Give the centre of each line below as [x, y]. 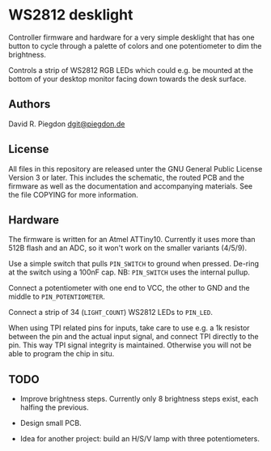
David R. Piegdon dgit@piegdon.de [67, 124]
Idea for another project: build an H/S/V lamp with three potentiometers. [140, 439]
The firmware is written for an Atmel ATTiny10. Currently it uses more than [132, 240]
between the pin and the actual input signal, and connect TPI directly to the [133, 337]
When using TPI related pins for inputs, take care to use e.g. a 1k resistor [129, 328]
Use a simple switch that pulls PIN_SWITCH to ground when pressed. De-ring [134, 264]
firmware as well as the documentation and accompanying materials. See [131, 186]
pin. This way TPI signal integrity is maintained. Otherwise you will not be [130, 345]
